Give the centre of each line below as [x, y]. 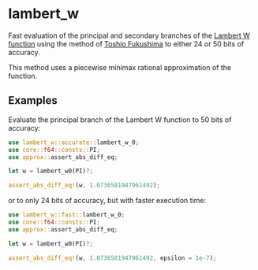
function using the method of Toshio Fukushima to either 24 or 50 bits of [126, 43]
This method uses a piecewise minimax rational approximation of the [120, 67]
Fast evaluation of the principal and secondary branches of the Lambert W [129, 35]
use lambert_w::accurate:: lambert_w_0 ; [74, 142]
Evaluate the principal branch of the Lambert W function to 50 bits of [120, 120]
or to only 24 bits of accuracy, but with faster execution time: [107, 201]
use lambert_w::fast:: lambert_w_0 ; [67, 215]
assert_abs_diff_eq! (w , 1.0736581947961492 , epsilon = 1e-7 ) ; [112, 258]
